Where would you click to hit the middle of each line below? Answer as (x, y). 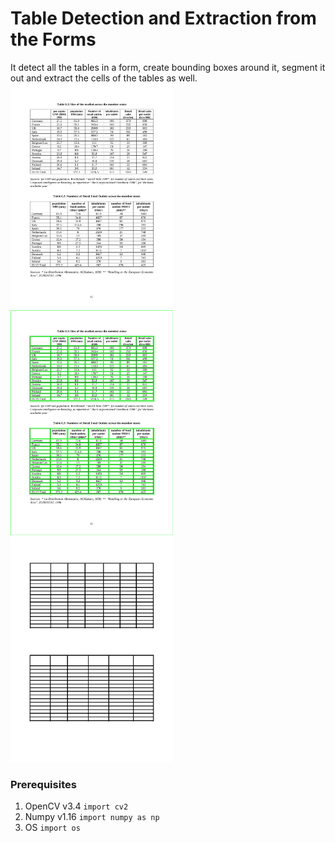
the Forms (53, 39)
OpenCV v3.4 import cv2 (76, 806)
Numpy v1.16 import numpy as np (92, 817)
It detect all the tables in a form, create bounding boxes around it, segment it (168, 67)
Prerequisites (43, 784)
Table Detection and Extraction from (163, 18)
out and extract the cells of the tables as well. (104, 78)
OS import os (52, 828)
